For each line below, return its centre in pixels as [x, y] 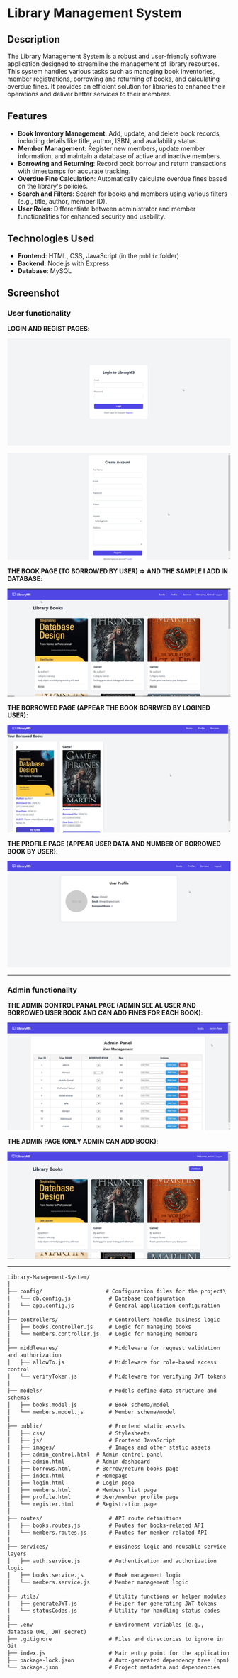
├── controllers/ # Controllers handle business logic [114, 1320]
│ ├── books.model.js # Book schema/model [89, 1405]
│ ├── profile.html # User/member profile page [93, 1497]
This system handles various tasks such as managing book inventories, [111, 71]
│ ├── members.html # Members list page [82, 1490]
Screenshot [34, 293]
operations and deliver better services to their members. [90, 94]
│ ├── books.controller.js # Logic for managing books [100, 1327]
